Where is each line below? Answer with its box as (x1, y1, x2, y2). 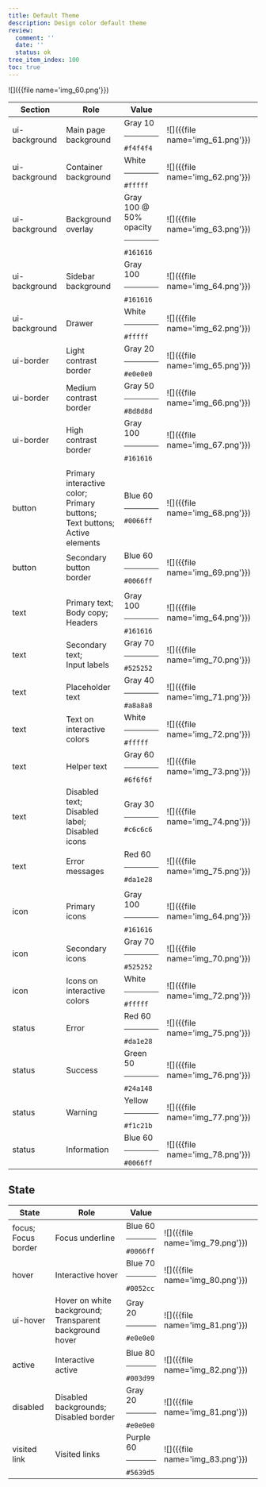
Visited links (55, 1449, 101, 1460)
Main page (66, 125, 105, 136)
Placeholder (66, 682, 111, 693)
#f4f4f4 (123, 144, 153, 152)
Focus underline (55, 1232, 116, 1243)
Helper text (66, 761, 108, 772)
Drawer (66, 318, 93, 329)
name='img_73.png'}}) (166, 766, 251, 777)
